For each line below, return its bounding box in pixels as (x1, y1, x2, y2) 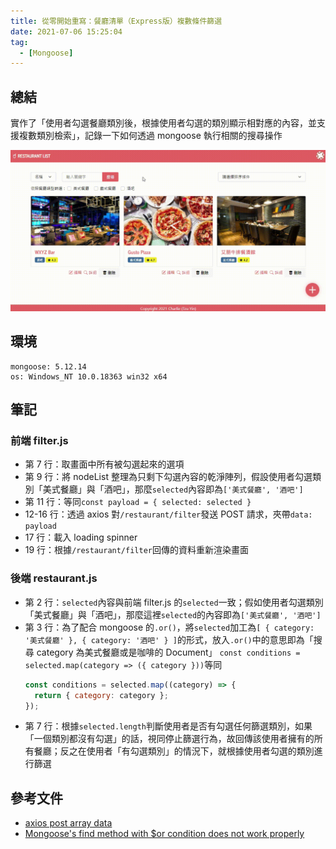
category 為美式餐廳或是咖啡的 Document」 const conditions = (36, 646, 301, 658)
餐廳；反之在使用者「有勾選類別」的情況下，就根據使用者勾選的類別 (33, 745, 315, 757)
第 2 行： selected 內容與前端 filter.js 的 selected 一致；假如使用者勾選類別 (24, 596, 324, 608)
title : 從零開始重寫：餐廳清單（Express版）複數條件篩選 (10, 16, 223, 26)
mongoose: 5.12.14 (10, 361, 87, 372)
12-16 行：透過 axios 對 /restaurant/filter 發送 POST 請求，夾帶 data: (24, 508, 313, 520)
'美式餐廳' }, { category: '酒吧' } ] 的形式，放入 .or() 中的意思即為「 (24, 633, 314, 645)
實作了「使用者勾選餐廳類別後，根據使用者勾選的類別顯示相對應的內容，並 (10, 117, 317, 129)
